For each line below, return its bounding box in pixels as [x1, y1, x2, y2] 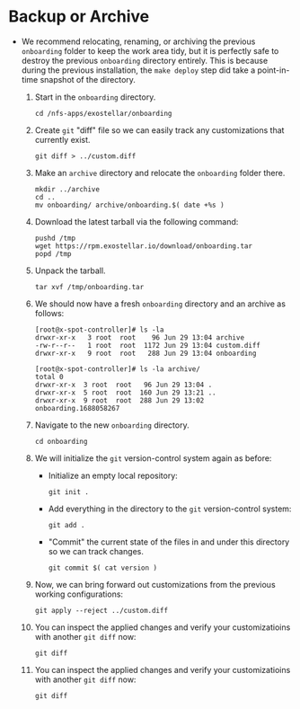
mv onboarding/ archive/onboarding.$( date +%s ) [34, 200, 225, 209]
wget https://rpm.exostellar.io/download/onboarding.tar [34, 241, 253, 251]
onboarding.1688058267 [34, 403, 120, 412]
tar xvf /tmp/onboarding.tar [34, 282, 145, 291]
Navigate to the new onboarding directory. [34, 420, 190, 430]
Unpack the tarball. [34, 265, 106, 276]
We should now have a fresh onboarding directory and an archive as [34, 298, 287, 309]
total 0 [34, 372, 64, 381]
